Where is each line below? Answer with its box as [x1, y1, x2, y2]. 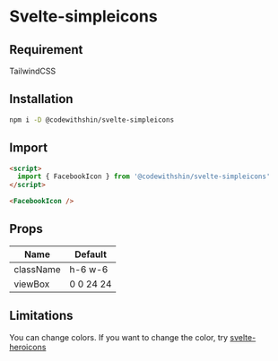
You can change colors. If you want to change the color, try [9, 331, 229, 342]
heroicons [9, 341, 47, 352]
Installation [9, 91, 74, 107]
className [13, 262, 61, 275]
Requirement [9, 42, 83, 57]
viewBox [13, 278, 50, 290]
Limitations [9, 308, 74, 323]
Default [74, 248, 108, 261]
